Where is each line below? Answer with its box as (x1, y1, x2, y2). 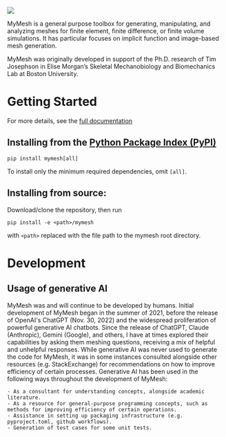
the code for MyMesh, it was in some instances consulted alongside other (7, 353, 217, 361)
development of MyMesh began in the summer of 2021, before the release (7, 308, 218, 317)
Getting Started (7, 94, 98, 110)
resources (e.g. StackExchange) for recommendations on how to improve (7, 360, 216, 368)
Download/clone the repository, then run (7, 205, 123, 214)
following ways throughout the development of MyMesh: (7, 374, 168, 383)
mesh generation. (7, 41, 57, 50)
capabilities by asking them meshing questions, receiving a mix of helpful (7, 337, 216, 346)
